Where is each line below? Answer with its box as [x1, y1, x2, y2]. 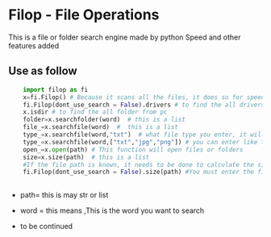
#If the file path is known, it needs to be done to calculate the [23, 160, 254, 168]
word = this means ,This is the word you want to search [19, 206, 205, 215]
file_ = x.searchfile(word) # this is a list [23, 123, 179, 131]
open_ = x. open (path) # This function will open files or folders [23, 145, 244, 154]
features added [8, 40, 60, 50]
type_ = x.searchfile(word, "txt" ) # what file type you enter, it [23, 131, 248, 139]
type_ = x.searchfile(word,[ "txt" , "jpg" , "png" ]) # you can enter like [23, 138, 258, 146]
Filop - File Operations [8, 6, 160, 24]
